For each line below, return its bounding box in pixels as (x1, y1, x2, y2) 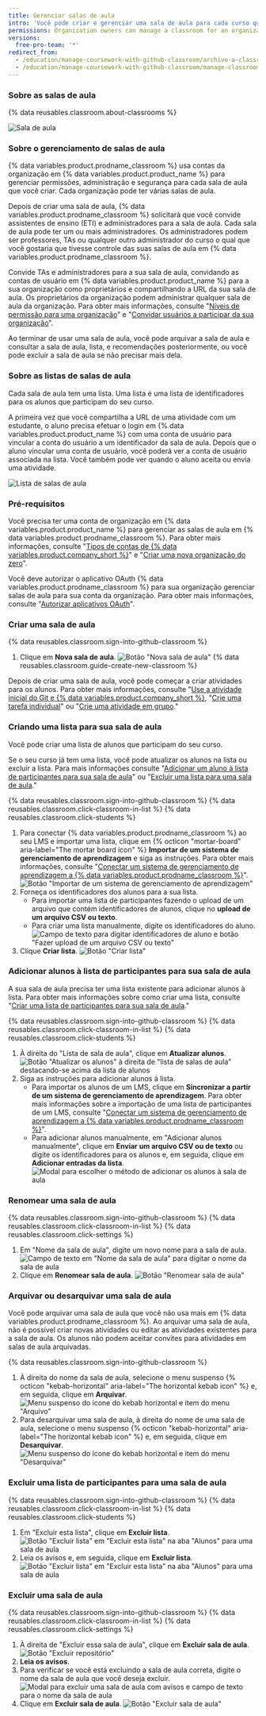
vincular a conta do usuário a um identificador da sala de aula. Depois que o (8, 438, 256, 447)
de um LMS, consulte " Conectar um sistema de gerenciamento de (31, 1107, 247, 1117)
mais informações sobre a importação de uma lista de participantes (31, 1099, 252, 1108)
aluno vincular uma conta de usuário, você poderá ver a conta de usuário (8, 446, 247, 455)
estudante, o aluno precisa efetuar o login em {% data (8, 420, 184, 430)
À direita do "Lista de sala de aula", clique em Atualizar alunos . (19, 1048, 227, 1057)
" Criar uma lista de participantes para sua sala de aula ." (8, 1000, 190, 1010)
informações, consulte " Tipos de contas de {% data (8, 541, 177, 551)
